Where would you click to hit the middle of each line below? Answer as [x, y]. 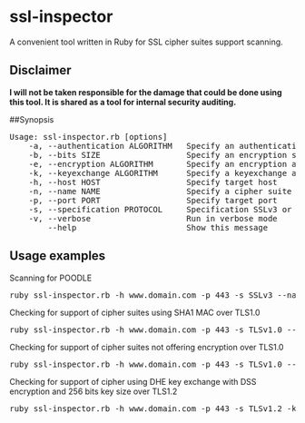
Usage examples [58, 256]
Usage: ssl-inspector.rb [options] [89, 137]
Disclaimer [40, 70]
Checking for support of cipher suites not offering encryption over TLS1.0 [147, 347]
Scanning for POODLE [51, 278]
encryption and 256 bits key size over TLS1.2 [93, 391]
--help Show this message [158, 227]
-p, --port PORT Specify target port [153, 200]
